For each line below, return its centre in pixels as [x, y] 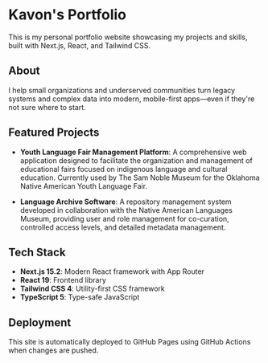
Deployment [40, 322]
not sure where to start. [47, 107]
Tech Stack [37, 252]
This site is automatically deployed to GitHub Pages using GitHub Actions [130, 342]
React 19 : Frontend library [63, 280]
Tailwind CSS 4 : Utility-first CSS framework [92, 289]
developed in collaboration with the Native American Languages [126, 210]
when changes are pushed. [54, 350]
